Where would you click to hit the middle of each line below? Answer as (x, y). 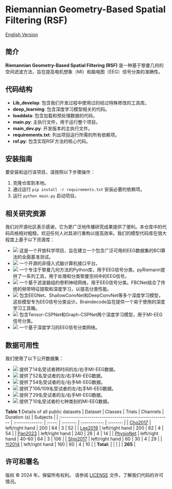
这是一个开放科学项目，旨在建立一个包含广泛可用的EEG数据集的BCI (90, 251)
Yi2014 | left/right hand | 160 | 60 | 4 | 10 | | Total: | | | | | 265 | (70, 444)
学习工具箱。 (26, 308)
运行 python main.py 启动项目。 (46, 196)
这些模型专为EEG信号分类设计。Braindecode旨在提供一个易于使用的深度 (89, 302)
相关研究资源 (26, 213)
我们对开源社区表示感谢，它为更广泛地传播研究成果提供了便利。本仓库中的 (84, 227)
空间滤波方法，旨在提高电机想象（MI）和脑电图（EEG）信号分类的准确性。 (84, 72)
